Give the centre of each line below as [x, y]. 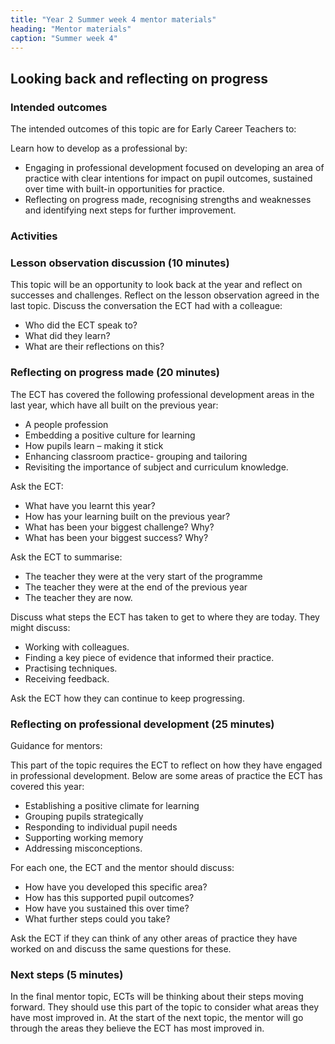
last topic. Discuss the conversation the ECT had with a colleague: [146, 306]
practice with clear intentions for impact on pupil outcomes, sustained [168, 178]
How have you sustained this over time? [107, 908]
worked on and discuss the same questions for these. [121, 948]
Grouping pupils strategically [84, 816]
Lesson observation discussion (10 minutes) [120, 263]
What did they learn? [67, 336]
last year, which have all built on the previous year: [114, 405]
